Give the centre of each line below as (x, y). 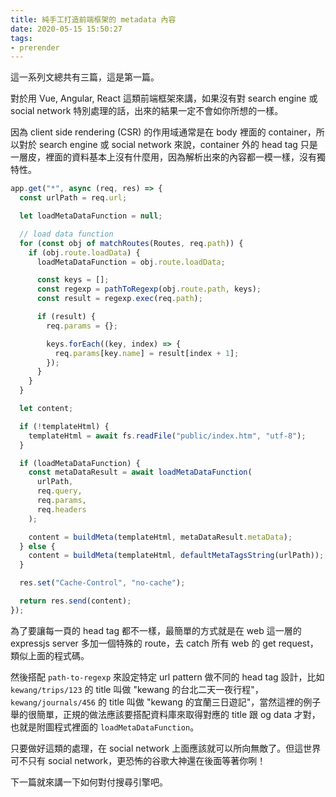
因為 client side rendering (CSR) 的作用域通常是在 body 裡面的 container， (163, 132)
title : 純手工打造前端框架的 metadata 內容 (93, 19)
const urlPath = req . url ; (73, 198)
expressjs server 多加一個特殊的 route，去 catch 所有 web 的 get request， (164, 643)
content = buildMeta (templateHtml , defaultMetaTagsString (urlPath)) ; (176, 556)
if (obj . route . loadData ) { (84, 252)
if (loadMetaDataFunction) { (80, 463)
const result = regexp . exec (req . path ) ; (119, 299)
